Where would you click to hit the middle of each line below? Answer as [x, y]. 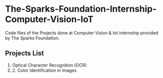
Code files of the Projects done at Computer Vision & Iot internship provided [82, 33]
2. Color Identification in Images [44, 70]
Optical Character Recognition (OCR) [49, 65]
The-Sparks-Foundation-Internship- [81, 9]
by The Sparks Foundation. [32, 38]
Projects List [24, 53]
